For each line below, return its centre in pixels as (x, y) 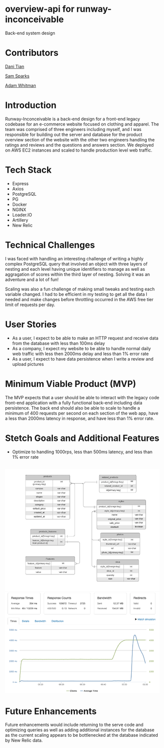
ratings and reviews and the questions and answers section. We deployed (80, 145)
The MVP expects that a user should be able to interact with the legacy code (82, 397)
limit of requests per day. (30, 305)
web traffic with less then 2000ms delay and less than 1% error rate (81, 354)
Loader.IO (22, 215)
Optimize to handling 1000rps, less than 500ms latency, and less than (82, 452)
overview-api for (40, 9)
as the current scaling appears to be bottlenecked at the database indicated (82, 735)
